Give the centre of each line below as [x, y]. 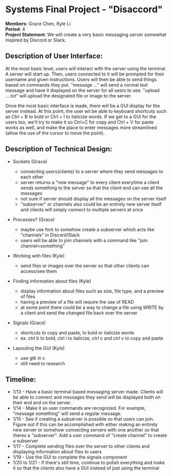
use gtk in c [33, 358]
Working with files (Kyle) [39, 255]
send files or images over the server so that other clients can [85, 266]
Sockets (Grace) [30, 161]
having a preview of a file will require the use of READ [77, 302]
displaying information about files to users [57, 452]
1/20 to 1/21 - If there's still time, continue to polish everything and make [89, 463]
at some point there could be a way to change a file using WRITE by [92, 307]
